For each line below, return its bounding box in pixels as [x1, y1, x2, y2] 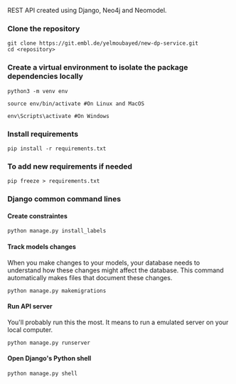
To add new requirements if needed [7, 161, 133, 171]
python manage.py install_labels [7, 228, 107, 235]
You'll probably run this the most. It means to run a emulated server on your [7, 318, 229, 326]
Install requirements [7, 129, 79, 139]
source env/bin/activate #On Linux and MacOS [7, 100, 144, 107]
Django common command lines [7, 194, 122, 204]
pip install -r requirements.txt [7, 145, 107, 152]
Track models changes [7, 242, 77, 251]
